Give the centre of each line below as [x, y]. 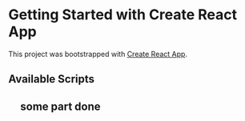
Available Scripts [51, 79]
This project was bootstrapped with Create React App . [98, 54]
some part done [60, 106]
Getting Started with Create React [123, 15]
